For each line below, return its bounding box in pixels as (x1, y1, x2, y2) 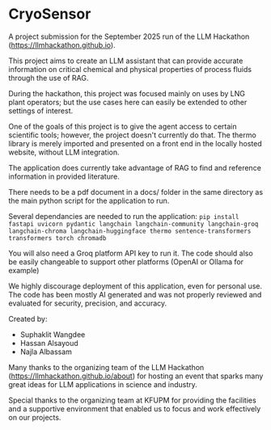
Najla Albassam (19, 347, 73, 356)
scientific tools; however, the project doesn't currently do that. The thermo (8, 130, 256, 140)
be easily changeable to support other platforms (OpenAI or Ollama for (8, 256, 244, 267)
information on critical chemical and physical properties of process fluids (8, 64, 252, 74)
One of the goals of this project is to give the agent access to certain (8, 121, 237, 131)
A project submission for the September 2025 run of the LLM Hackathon (8, 32, 250, 41)
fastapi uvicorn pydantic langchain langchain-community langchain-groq (8, 220, 259, 228)
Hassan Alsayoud (19, 338, 78, 348)
